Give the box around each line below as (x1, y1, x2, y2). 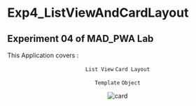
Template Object (94, 79, 141, 86)
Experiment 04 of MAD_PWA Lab (7, 33, 154, 45)
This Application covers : (7, 51, 79, 59)
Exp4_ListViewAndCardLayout (7, 5, 189, 21)
